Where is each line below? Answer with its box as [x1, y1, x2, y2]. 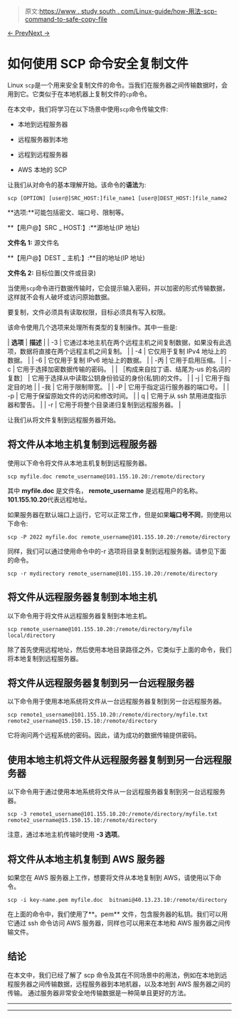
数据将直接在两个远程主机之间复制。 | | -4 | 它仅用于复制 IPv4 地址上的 [19, 347, 227, 355]
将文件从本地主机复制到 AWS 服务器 [7, 853, 165, 865]
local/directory [7, 632, 55, 639]
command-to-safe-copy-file [24, 15, 108, 24]
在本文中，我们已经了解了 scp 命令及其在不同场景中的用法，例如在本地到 [7, 970, 221, 979]
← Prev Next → [7, 28, 51, 37]
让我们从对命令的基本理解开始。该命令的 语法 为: [7, 180, 147, 189]
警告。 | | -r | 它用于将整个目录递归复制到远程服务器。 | [19, 400, 181, 409]
